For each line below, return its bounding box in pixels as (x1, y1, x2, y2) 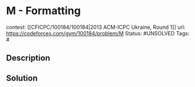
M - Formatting (6, 4, 81, 18)
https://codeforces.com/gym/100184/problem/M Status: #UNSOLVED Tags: (6, 29, 190, 36)
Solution (6, 73, 38, 83)
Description (6, 53, 50, 63)
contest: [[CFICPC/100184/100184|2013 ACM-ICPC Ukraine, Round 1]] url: (6, 24, 186, 31)
